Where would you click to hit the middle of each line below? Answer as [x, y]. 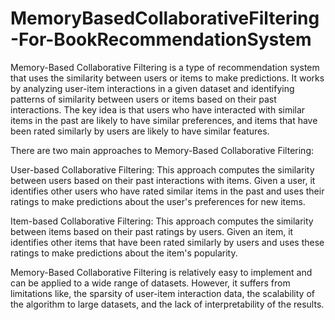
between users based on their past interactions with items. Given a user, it [163, 180]
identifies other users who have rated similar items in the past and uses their [167, 191]
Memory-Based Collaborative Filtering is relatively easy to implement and [161, 272]
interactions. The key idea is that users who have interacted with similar [158, 109]
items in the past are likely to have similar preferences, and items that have [164, 120]
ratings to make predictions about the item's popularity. [124, 253]
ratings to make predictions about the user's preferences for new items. [158, 201]
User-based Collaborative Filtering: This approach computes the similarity [162, 169]
